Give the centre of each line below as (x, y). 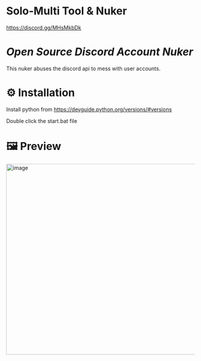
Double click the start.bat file (42, 121)
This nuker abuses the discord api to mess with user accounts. (83, 68)
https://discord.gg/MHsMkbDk (44, 28)
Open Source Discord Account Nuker (100, 52)
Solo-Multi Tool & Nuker (67, 11)
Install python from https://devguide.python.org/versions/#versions (89, 109)
